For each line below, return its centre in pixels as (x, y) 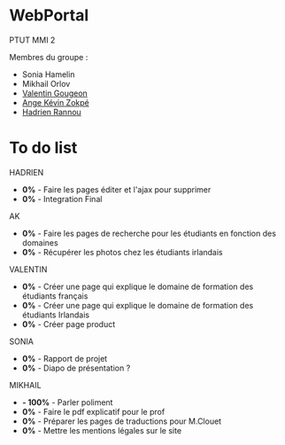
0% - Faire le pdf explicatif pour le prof (93, 411)
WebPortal (49, 16)
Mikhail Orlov (46, 83)
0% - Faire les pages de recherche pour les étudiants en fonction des (149, 233)
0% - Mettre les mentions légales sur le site (102, 430)
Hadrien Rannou (51, 112)
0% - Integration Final (62, 199)
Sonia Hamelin (48, 74)
